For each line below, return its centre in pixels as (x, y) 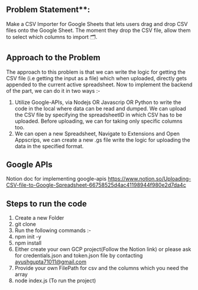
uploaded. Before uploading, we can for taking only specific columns (98, 121)
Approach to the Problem (53, 58)
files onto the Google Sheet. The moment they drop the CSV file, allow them (98, 30)
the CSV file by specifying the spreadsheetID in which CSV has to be (98, 115)
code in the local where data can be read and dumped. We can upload (100, 108)
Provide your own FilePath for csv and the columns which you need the (101, 268)
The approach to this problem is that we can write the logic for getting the (96, 72)
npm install (28, 243)
